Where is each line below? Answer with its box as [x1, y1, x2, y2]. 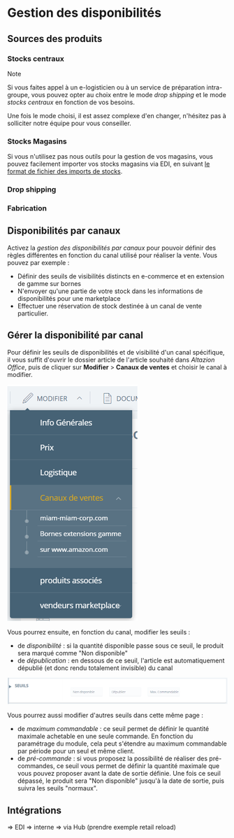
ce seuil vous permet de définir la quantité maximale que [56, 762, 220, 770]
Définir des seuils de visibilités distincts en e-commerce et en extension [17, 271, 225, 280]
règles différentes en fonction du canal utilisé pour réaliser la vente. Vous [7, 250, 218, 260]
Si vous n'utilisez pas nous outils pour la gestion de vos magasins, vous [7, 152, 213, 161]
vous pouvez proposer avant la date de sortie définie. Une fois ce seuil [17, 769, 221, 778]
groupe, [7, 90, 30, 99]
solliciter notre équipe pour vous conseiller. [7, 119, 131, 127]
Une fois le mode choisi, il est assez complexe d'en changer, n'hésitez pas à [7, 111, 227, 120]
